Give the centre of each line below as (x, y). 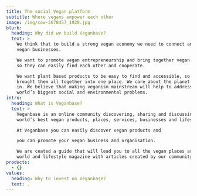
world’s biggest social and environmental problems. (82, 92)
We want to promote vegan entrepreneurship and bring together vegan (103, 60)
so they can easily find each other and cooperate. (81, 66)
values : (16, 173)
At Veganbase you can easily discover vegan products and (89, 130)
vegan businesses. (39, 50)
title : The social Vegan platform (48, 11)
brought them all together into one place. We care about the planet (103, 82)
